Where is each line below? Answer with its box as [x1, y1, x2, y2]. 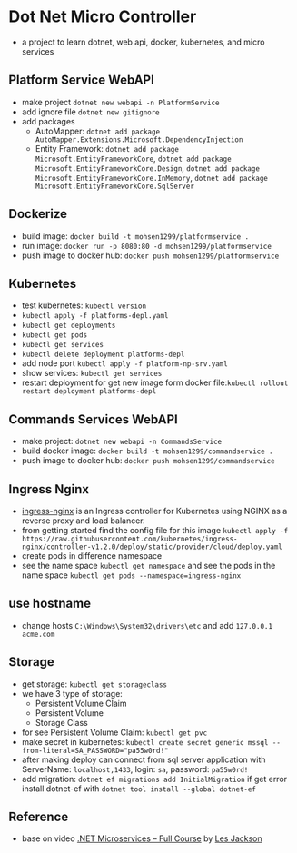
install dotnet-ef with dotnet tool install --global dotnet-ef [21, 783, 256, 794]
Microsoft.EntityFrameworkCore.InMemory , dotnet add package [35, 172, 269, 183]
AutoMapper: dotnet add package [35, 125, 161, 136]
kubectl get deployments [21, 321, 116, 331]
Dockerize [8, 206, 68, 222]
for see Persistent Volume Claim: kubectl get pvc [21, 727, 208, 738]
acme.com [21, 630, 55, 639]
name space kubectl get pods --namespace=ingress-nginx [21, 570, 242, 580]
